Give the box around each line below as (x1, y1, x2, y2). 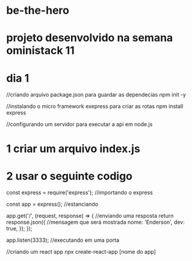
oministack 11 (6, 44, 75, 58)
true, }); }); (6, 225, 33, 232)
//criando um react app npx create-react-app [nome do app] (6, 248, 156, 256)
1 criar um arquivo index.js (6, 142, 140, 155)
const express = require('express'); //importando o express (6, 189, 153, 196)
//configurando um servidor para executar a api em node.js (6, 121, 153, 128)
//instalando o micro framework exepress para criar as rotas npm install (6, 103, 184, 110)
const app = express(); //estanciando (6, 200, 99, 208)
